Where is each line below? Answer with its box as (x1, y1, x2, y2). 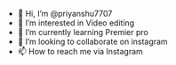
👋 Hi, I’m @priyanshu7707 (17, 9, 113, 18)
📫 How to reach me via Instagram (17, 47, 144, 56)
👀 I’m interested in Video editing (17, 18, 135, 28)
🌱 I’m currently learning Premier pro (17, 27, 148, 37)
